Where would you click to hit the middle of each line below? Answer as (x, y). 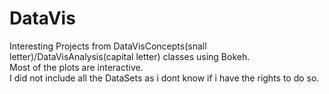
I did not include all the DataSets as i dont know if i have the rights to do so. (164, 78)
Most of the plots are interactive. (76, 67)
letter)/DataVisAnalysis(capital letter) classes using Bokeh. (130, 56)
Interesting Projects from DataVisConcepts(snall (108, 46)
